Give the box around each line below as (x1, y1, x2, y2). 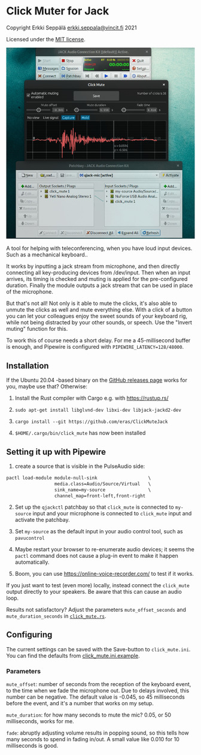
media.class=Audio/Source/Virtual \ (54, 481, 151, 487)
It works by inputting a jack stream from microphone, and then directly (6, 262, 180, 270)
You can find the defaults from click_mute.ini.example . (6, 652, 140, 659)
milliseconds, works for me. (6, 718, 74, 725)
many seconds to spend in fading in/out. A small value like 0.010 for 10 (6, 736, 179, 743)
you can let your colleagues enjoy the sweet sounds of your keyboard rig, (6, 313, 188, 320)
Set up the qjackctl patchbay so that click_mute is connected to (14, 503, 175, 511)
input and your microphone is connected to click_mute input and (32, 509, 192, 517)
